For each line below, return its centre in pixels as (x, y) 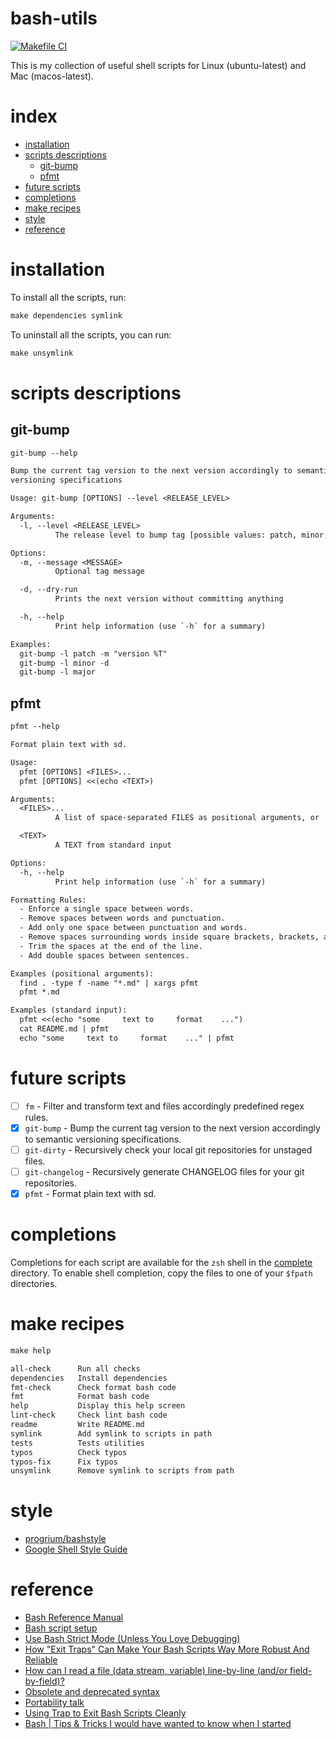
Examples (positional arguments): (82, 973)
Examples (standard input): (69, 1010)
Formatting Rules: (48, 900)
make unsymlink (42, 353)
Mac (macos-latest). (52, 76)
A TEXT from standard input (113, 845)
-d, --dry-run (48, 590)
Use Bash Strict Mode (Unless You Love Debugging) (132, 1639)
